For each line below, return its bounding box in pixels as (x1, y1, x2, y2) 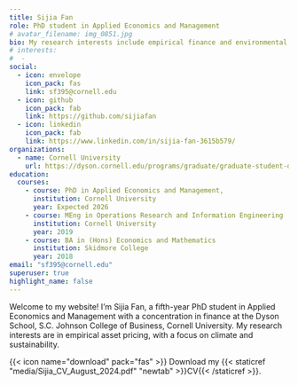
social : (9, 63, 38, 72)
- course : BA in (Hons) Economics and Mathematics (25, 236, 216, 245)
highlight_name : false (9, 277, 93, 286)
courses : (17, 178, 50, 187)
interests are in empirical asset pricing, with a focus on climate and (9, 329, 254, 340)
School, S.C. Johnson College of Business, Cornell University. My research (9, 320, 282, 331)
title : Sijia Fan (9, 12, 74, 22)
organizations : (9, 145, 66, 153)
